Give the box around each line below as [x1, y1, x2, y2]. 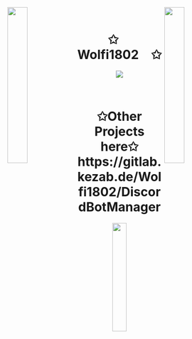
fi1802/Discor [78, 184, 161, 200]
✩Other [97, 109, 142, 124]
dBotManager [78, 199, 161, 215]
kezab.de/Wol [77, 169, 162, 185]
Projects [94, 124, 145, 140]
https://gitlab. [77, 154, 162, 170]
